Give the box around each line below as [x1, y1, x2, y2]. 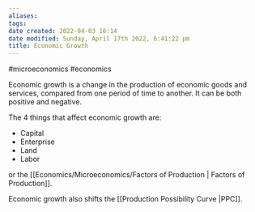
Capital [19, 129, 45, 138]
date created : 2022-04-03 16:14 [8, 27, 117, 35]
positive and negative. [8, 97, 83, 107]
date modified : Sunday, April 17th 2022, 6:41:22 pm [8, 34, 190, 43]
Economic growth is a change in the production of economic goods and [8, 80, 247, 90]
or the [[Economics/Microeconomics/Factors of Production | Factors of [8, 170, 245, 180]
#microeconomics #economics [8, 64, 112, 74]
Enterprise [19, 137, 55, 146]
